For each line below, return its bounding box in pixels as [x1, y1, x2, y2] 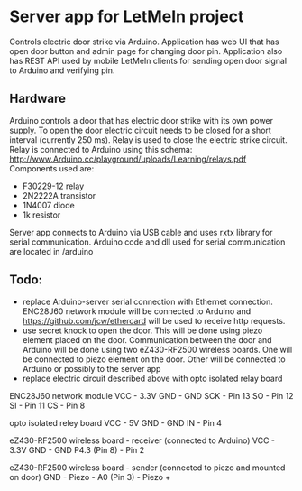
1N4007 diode [22, 199, 75, 210]
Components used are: [9, 162, 95, 173]
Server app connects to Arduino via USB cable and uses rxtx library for [9, 227, 273, 237]
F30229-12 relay [22, 181, 85, 191]
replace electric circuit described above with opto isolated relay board [22, 373, 283, 384]
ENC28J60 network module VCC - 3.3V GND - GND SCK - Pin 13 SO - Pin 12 [9, 390, 294, 401]
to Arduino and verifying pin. [9, 65, 115, 76]
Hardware [9, 91, 66, 107]
